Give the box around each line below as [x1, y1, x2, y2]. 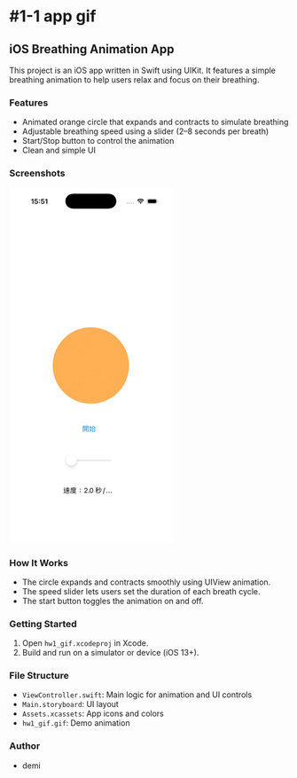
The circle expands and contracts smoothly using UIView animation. [21, 577, 271, 587]
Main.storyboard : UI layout [21, 699, 120, 710]
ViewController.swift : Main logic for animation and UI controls [21, 689, 253, 700]
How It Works [9, 556, 69, 569]
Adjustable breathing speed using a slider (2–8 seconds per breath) [21, 126, 270, 137]
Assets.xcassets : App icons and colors [21, 708, 164, 719]
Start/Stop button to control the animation [21, 136, 175, 146]
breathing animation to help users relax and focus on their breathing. [9, 75, 260, 85]
